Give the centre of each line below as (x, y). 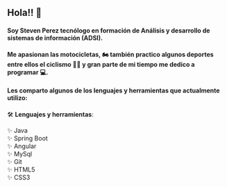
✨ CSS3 (19, 177)
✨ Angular (22, 146)
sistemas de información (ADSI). (55, 38)
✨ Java (17, 130)
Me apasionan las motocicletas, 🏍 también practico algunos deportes (110, 54)
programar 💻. (28, 72)
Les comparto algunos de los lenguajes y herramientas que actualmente (113, 90)
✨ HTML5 (21, 169)
